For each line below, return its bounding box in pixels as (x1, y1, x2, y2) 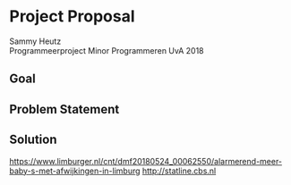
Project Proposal (9, 6, 136, 27)
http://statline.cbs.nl (141, 165, 217, 176)
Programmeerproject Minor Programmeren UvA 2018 (9, 45, 204, 55)
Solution (9, 132, 57, 147)
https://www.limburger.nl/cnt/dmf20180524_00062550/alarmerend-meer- (9, 156, 283, 166)
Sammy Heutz (9, 36, 62, 46)
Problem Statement (9, 101, 120, 117)
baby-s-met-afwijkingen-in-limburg (9, 165, 141, 176)
